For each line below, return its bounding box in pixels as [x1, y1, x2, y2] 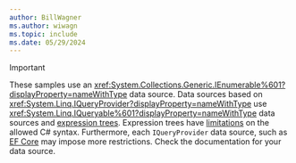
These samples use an [9, 79, 92, 90]
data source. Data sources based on [129, 89, 263, 100]
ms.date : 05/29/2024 [9, 37, 87, 47]
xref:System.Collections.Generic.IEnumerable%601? [93, 79, 286, 90]
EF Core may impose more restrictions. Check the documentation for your [9, 136, 282, 147]
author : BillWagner [9, 12, 82, 22]
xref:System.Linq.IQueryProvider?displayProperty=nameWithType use [9, 99, 267, 110]
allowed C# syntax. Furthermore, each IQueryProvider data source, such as [9, 126, 288, 138]
